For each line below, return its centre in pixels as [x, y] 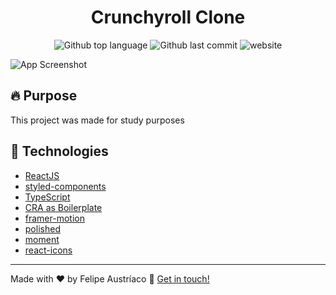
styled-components [65, 186]
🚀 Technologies [59, 151]
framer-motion [54, 218]
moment [42, 239]
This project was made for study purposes [97, 120]
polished [42, 228]
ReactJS [42, 175]
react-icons [48, 250]
